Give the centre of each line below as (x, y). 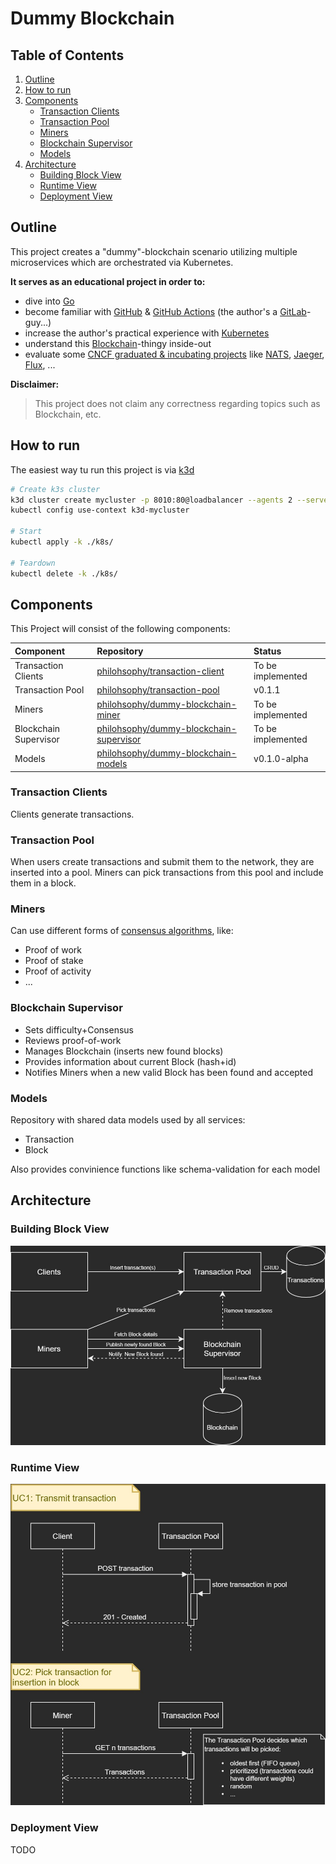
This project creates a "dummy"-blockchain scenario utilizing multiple (154, 251)
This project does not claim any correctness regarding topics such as (177, 403)
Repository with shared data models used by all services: (128, 1120)
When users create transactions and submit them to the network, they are (162, 862)
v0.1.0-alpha (281, 758)
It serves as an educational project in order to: (108, 281)
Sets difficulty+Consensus (79, 1029)
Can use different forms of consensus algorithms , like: (122, 931)
